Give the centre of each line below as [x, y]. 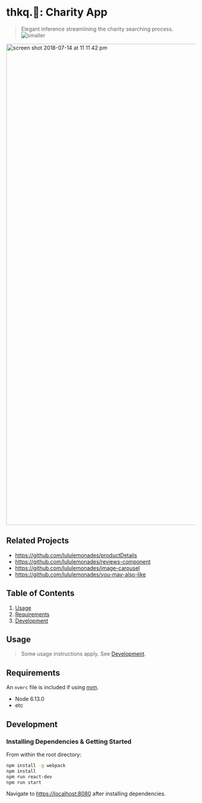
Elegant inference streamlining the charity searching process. [97, 29]
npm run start [24, 782]
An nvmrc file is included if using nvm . [53, 688]
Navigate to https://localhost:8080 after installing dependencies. [86, 794]
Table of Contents [41, 593]
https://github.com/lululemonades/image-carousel [77, 568]
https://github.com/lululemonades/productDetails [76, 555]
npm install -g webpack [36, 765]
